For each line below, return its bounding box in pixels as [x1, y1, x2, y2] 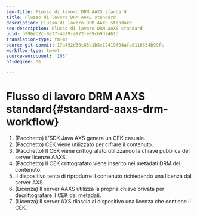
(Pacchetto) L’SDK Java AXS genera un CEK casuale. [14, 135, 146, 142]
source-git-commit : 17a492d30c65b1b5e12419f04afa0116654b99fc [6, 42, 164, 48]
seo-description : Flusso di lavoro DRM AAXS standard [6, 25, 143, 32]
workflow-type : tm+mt [6, 48, 60, 54]
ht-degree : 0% [6, 58, 42, 64]
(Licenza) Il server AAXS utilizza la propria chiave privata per [14, 186, 165, 193]
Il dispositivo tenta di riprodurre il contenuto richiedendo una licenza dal [14, 172, 192, 180]
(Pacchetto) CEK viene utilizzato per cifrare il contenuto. [14, 141, 153, 148]
